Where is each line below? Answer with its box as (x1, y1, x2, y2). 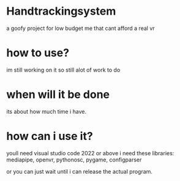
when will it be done (6, 87, 110, 102)
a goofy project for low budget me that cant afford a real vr (6, 24, 155, 32)
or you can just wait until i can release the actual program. (6, 168, 153, 175)
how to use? (6, 46, 69, 60)
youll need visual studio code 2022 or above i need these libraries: (6, 149, 174, 157)
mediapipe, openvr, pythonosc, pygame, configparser (6, 156, 142, 163)
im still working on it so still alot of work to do (6, 66, 121, 73)
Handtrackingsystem (6, 4, 116, 18)
